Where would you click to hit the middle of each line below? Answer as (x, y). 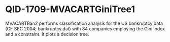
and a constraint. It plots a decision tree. (47, 34)
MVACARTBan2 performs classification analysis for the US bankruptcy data (84, 23)
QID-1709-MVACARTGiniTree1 (70, 9)
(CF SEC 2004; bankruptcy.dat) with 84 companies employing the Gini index (85, 28)
